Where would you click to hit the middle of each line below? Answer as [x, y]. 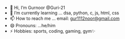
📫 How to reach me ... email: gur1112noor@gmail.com [65, 18]
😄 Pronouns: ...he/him [33, 25]
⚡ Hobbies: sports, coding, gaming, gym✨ [52, 31]
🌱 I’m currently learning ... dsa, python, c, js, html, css [64, 13]
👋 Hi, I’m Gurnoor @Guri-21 [37, 8]
